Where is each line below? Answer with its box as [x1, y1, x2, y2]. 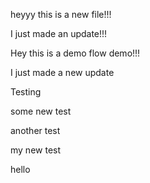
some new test [10, 105, 72, 117]
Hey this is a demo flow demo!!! [10, 47, 141, 59]
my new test [10, 144, 62, 156]
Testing [10, 86, 42, 98]
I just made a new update [10, 67, 115, 78]
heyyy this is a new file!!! [10, 9, 112, 20]
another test [10, 125, 61, 136]
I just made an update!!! [10, 28, 108, 39]
